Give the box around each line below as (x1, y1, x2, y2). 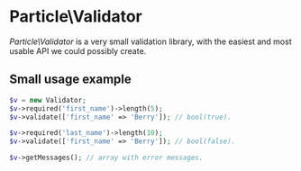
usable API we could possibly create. (9, 45, 147, 56)
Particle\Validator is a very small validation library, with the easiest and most (9, 36, 292, 47)
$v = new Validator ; (9, 95, 87, 104)
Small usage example (9, 72, 132, 87)
